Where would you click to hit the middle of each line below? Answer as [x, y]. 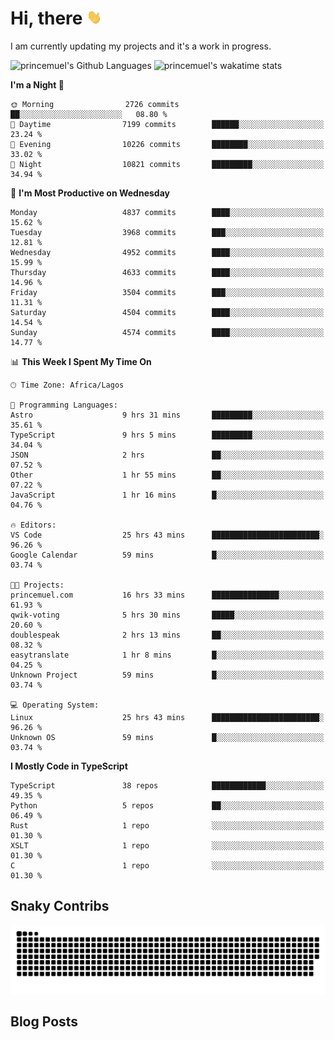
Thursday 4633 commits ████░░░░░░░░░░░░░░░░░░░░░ [167, 272]
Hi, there [46, 18]
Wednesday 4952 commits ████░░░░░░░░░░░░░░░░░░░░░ [167, 252]
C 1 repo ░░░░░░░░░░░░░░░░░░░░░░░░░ [167, 865]
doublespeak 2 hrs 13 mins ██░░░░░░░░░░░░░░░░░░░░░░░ [167, 635]
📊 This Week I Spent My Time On [81, 361]
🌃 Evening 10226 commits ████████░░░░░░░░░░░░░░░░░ [167, 144]
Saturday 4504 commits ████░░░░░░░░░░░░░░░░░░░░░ [167, 312]
